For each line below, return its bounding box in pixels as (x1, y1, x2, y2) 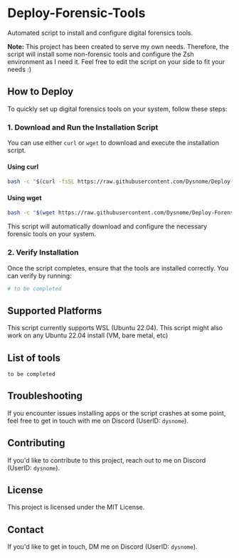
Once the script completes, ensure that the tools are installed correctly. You (7, 263, 229, 272)
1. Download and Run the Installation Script (7, 122, 159, 132)
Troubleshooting (7, 390, 83, 402)
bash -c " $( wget (7, 209, 55, 216)
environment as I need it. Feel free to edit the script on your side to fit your (7, 57, 225, 65)
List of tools (7, 352, 60, 364)
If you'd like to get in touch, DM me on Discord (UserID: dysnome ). (7, 542, 198, 551)
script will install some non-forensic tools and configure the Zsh (7, 50, 194, 58)
